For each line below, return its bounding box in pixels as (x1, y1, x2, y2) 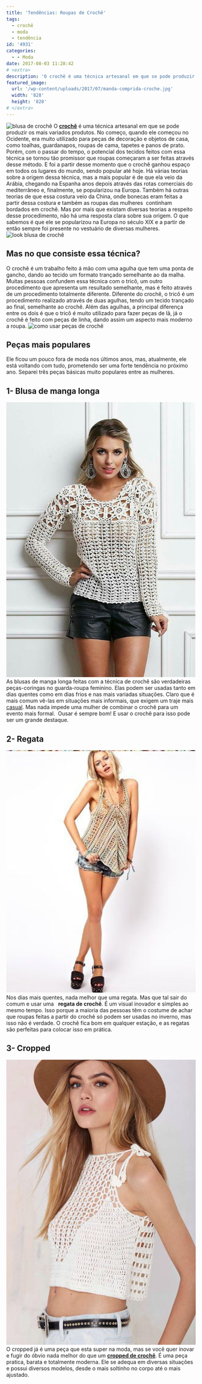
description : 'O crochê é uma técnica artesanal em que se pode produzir (6, 73, 195, 80)
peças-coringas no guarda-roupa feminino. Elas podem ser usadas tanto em (6, 684, 196, 692)
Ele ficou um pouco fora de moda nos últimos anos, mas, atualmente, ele (6, 355, 187, 363)
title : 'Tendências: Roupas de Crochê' (6, 10, 106, 16)
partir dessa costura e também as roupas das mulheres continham (6, 199, 173, 206)
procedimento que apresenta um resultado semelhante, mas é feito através (6, 284, 192, 291)
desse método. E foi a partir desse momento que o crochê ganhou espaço (6, 160, 191, 168)
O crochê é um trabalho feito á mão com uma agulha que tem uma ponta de (6, 265, 194, 272)
